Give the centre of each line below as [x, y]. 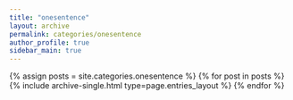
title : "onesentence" [50, 17]
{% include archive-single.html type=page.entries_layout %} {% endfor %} [147, 86]
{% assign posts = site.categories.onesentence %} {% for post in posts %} [147, 76]
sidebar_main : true [46, 51]
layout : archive [39, 26]
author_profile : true [50, 42]
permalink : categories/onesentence [75, 34]
